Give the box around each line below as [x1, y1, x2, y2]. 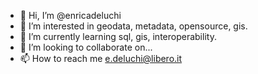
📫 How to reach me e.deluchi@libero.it [19, 53, 183, 64]
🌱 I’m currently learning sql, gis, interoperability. [19, 31, 217, 42]
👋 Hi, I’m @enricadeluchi [19, 10, 122, 21]
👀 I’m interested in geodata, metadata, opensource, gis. [19, 20, 248, 32]
